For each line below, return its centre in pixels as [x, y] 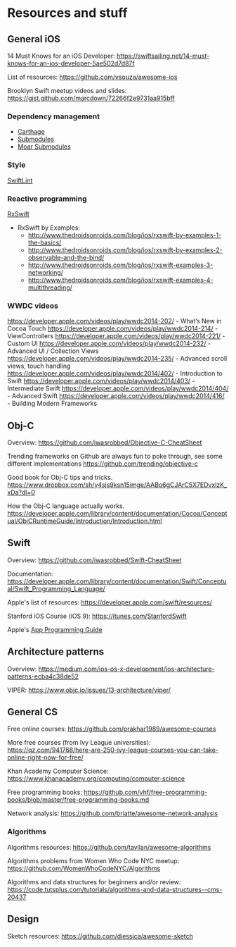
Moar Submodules [44, 147]
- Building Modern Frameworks [52, 404]
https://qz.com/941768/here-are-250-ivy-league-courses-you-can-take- [113, 750]
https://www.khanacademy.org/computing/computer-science [96, 779]
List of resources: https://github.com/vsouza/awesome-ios [92, 77]
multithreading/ [50, 287]
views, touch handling [39, 366]
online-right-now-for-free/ [45, 757]
